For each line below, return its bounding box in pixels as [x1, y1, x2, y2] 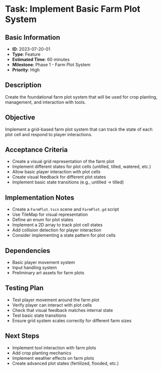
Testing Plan [5, 284, 44, 292]
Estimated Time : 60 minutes [12, 57, 70, 62]
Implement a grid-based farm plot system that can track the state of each [5, 126, 153, 132]
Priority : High [12, 67, 40, 73]
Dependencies [5, 247, 50, 255]
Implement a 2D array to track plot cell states [12, 222, 103, 228]
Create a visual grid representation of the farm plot [12, 159, 115, 165]
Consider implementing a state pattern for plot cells [12, 232, 116, 238]
